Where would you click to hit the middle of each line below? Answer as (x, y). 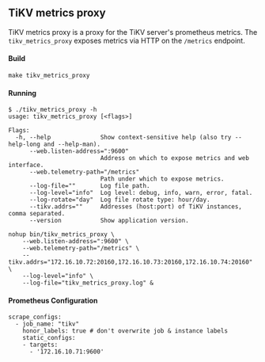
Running (23, 93)
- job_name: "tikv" (47, 324)
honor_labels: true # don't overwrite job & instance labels (125, 331)
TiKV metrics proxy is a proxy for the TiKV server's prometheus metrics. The (133, 32)
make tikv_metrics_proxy (49, 76)
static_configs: (49, 338)
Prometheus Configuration (53, 300)
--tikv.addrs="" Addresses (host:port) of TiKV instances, (136, 207)
